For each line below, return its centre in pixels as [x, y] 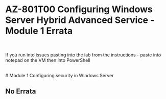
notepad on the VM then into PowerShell [48, 60]
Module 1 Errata [39, 31]
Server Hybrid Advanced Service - [80, 20]
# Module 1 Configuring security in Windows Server [60, 75]
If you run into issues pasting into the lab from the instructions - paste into [83, 55]
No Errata [21, 92]
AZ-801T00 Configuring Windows [79, 9]
